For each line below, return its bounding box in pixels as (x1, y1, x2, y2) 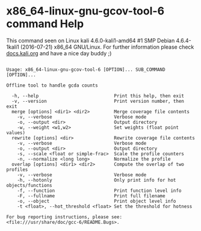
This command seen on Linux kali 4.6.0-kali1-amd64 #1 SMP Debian (6, 37, 175, 44)
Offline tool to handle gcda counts (6, 82, 98, 88)
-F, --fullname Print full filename (17, 192, 165, 199)
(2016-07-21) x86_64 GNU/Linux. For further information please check (20, 43, 194, 51)
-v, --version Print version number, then (11, 98, 185, 104)
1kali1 (6, 43, 19, 51)
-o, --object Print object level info (17, 198, 176, 204)
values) (6, 129, 26, 136)
